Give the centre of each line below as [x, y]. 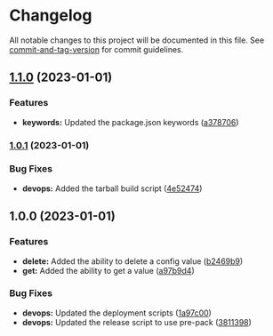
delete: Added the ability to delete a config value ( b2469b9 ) [132, 261]
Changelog [51, 16]
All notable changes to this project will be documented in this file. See [137, 40]
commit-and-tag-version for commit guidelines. [96, 49]
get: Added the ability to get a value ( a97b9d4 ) [108, 270]
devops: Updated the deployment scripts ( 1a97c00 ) [116, 313]
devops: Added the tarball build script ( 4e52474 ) [112, 188]
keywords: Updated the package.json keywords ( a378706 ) [130, 122]
